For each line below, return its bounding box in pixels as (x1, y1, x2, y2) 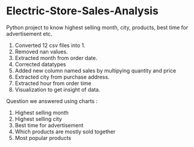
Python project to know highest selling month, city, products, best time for (6, 24, 189, 31)
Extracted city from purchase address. (14, 73, 110, 80)
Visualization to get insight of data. (14, 86, 100, 93)
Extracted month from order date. (14, 54, 97, 61)
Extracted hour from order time (14, 79, 91, 87)
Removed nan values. (14, 48, 68, 55)
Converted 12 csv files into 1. (14, 42, 85, 49)
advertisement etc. (6, 30, 53, 37)
